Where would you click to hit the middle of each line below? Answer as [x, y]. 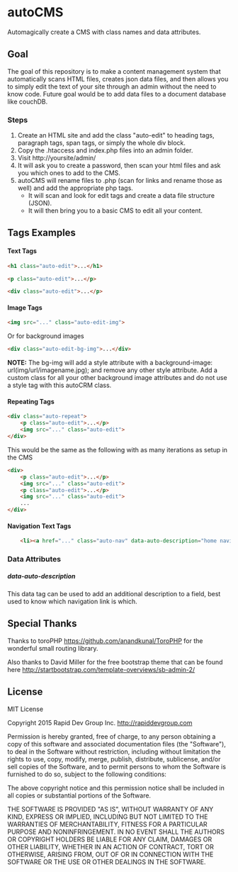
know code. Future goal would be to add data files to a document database [117, 94]
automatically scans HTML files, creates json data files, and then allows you [118, 79]
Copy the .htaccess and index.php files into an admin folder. [105, 150]
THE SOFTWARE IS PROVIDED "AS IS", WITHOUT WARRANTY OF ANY [110, 809]
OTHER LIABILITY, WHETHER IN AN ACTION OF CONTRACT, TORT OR [110, 846]
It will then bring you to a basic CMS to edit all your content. [115, 211]
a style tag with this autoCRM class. [59, 385]
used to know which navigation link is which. [72, 602]
